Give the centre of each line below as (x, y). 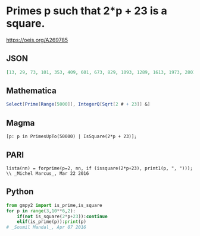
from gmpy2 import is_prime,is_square (54, 205)
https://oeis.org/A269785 (37, 40)
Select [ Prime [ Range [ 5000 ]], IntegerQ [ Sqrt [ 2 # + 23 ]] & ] (78, 104)
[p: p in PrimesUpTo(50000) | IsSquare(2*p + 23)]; (71, 137)
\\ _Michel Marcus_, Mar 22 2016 (48, 173)
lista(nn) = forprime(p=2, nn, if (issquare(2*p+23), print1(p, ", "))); (100, 168)
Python (20, 192)
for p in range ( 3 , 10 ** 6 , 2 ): (41, 211)
